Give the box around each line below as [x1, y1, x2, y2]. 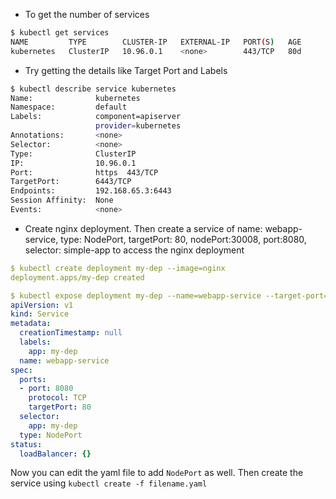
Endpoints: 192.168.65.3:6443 [10, 186, 172, 196]
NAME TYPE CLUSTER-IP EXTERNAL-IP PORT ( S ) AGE [10, 37, 302, 47]
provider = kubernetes [95, 121, 182, 131]
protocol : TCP [28, 393, 87, 403]
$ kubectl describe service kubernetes [10, 84, 177, 94]
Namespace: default [10, 102, 128, 113]
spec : [10, 365, 33, 375]
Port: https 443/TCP [10, 167, 159, 178]
